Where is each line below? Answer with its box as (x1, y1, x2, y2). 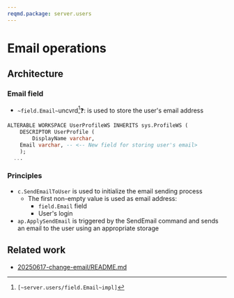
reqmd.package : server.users (7, 10, 92, 17)
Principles (7, 171, 42, 181)
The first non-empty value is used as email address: (27, 194, 178, 202)
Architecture (7, 68, 64, 80)
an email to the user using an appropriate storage (17, 224, 159, 232)
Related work (7, 244, 66, 256)
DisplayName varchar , (32, 135, 95, 142)
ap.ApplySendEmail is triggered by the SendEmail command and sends (17, 216, 219, 225)
